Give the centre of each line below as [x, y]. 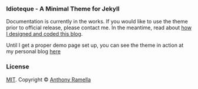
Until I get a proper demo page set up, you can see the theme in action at [95, 45]
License [18, 67]
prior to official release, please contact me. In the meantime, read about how [99, 28]
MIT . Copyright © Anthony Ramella [49, 79]
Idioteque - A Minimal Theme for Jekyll [63, 9]
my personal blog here [33, 52]
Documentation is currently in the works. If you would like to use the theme [97, 22]
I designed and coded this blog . [44, 34]
